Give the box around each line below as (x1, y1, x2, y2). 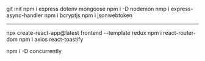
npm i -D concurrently (6, 48, 62, 54)
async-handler (6, 12, 43, 19)
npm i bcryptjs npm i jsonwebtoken (44, 12, 133, 19)
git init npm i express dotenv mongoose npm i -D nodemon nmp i (6, 5, 170, 12)
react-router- (162, 29, 196, 36)
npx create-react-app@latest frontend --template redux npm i (6, 29, 162, 36)
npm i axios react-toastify (19, 36, 84, 43)
